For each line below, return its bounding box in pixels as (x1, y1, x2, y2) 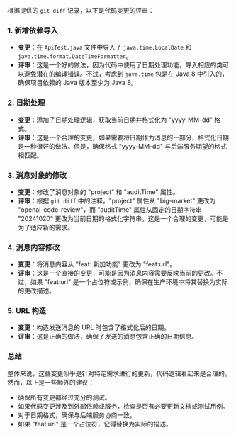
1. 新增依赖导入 (7, 26, 59, 35)
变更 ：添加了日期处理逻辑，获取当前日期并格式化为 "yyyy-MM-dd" (17, 115, 213, 124)
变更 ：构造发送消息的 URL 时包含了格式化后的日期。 (17, 323, 171, 332)
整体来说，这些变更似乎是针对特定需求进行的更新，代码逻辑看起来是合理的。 (7, 369, 231, 378)
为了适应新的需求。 (17, 222, 74, 232)
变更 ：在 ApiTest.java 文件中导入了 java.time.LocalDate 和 (17, 43, 192, 52)
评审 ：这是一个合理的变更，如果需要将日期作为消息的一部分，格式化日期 (17, 133, 229, 142)
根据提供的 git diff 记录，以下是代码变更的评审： (7, 6, 154, 14)
